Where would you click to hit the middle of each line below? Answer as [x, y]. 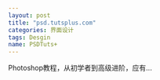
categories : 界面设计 [41, 30]
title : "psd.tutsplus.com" [52, 23]
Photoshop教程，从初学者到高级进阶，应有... [80, 68]
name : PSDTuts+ [33, 45]
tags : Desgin [29, 37]
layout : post [29, 15]
